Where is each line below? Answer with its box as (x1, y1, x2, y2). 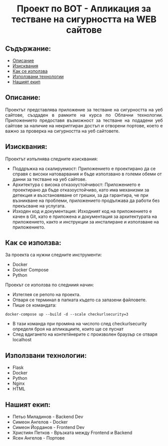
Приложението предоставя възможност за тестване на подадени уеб (5, 117, 163, 123)
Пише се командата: (12, 302, 56, 308)
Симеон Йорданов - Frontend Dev (12, 424, 85, 430)
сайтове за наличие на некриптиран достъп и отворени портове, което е (5, 122, 163, 128)
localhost (12, 337, 31, 343)
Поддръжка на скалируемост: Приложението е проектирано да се (12, 165, 156, 171)
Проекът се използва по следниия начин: (5, 282, 94, 288)
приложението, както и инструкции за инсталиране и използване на (12, 218, 159, 225)
